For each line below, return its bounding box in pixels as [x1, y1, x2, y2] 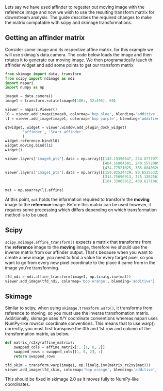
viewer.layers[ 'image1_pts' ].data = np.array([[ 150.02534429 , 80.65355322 [5, 170, 160, 175]
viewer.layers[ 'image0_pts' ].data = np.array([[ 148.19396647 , [5, 156, 133, 161]
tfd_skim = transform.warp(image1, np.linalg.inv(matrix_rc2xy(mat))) [5, 362, 151, 368]
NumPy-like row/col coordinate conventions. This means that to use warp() [5, 320, 155, 326]
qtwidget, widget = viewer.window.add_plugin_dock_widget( [5, 125, 127, 130]
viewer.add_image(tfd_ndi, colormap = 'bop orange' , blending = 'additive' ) [5, 279, 155, 284]
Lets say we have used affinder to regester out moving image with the [5, 4, 145, 10]
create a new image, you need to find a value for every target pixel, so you [5, 254, 154, 260]
